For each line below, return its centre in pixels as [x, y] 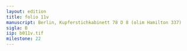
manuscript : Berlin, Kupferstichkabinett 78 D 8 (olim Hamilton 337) [94, 22]
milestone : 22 [24, 39]
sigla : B [17, 28]
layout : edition [26, 11]
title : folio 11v [28, 17]
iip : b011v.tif [25, 33]
